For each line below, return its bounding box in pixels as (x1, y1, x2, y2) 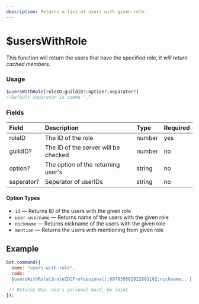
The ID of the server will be (44, 143, 120, 152)
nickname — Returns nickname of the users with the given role (14, 220, 166, 227)
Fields (6, 108, 24, 117)
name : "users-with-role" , (11, 265, 76, 271)
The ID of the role (44, 133, 94, 142)
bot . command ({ (6, 259, 41, 265)
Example (6, 243, 39, 253)
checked (44, 151, 69, 159)
